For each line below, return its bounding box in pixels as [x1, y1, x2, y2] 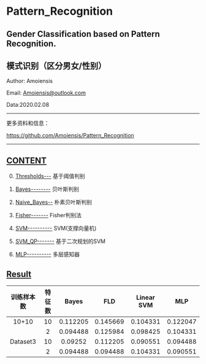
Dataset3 [10, 338, 37, 346]
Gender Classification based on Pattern [6, 29, 161, 39]
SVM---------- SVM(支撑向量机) [15, 225, 97, 232]
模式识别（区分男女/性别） [6, 60, 107, 71]
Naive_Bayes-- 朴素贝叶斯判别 [15, 198, 92, 206]
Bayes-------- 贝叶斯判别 [15, 185, 80, 193]
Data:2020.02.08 [6, 101, 50, 109]
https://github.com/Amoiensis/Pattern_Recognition [6, 132, 134, 139]
